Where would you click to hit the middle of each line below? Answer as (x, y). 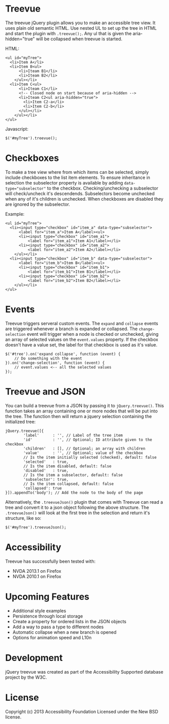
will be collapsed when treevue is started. (79, 39)
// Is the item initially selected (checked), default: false (90, 457)
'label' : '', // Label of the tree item (73, 435)
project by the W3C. (26, 677)
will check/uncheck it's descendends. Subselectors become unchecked (80, 193)
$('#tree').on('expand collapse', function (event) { (63, 354)
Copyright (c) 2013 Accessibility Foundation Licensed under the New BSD (82, 711)
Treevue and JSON (45, 392)
